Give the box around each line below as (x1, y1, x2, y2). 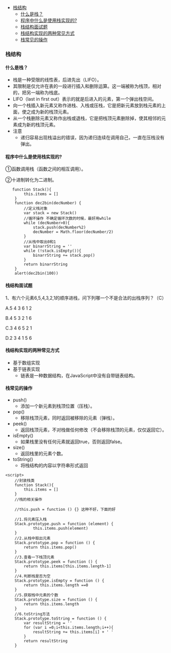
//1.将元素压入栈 (14, 516, 47, 522)
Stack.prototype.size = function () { (14, 597, 98, 602)
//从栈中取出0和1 (24, 239, 56, 245)
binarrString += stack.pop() (32, 253, 96, 258)
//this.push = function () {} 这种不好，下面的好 (14, 507, 116, 512)
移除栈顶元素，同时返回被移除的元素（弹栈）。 (20, 415, 118, 421)
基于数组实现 (12, 359, 40, 366)
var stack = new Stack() (24, 210, 77, 216)
